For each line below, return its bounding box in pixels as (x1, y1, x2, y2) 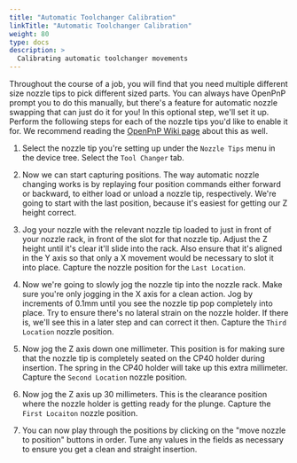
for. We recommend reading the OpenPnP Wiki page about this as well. (9, 126, 269, 136)
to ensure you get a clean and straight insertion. (21, 444, 198, 454)
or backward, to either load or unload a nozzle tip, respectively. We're (21, 188, 277, 199)
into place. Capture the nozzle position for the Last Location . (21, 263, 246, 272)
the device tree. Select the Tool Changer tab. (21, 153, 184, 162)
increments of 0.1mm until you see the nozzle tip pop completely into (21, 298, 273, 309)
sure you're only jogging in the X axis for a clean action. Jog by (21, 289, 254, 299)
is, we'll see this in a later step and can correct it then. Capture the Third (21, 317, 286, 327)
